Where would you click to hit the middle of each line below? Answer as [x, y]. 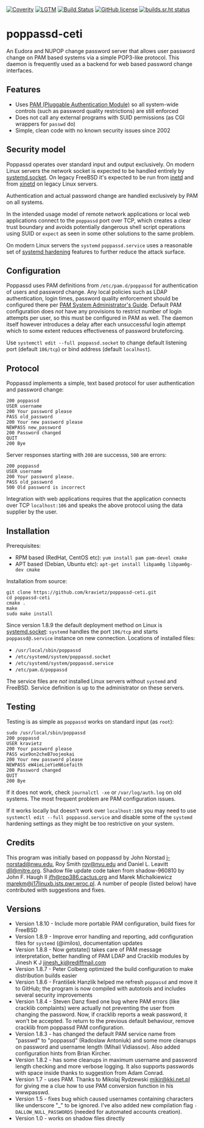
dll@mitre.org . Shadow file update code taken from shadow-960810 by [95, 870]
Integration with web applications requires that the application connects [96, 499]
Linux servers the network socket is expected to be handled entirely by [95, 170]
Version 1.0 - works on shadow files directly [70, 1118]
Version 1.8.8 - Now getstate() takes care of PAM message [88, 950]
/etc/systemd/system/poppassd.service [64, 663]
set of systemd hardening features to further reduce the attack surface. [96, 252]
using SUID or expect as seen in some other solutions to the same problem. [100, 233]
